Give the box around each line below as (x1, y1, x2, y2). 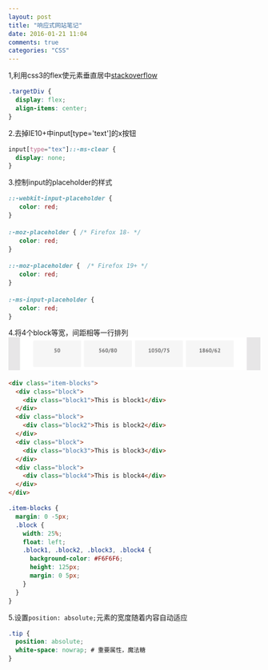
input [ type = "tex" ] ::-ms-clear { (8, 145, 116, 154)
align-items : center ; (15, 104, 88, 112)
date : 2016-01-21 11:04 (8, 30, 88, 38)
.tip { (8, 629, 30, 637)
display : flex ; (15, 96, 66, 104)
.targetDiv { (8, 88, 52, 96)
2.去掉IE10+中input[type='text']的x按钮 (8, 128, 137, 138)
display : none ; (15, 154, 66, 162)
